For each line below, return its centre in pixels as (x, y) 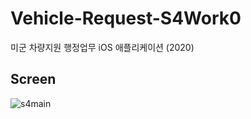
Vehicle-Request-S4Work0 (126, 18)
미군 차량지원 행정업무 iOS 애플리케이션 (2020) (102, 47)
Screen (33, 79)
